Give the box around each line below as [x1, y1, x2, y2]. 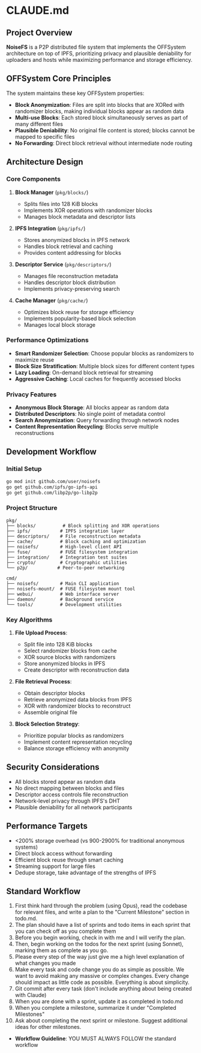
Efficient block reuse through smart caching [14, 856, 124, 863]
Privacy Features [6, 390, 57, 398]
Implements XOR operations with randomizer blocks [23, 207, 153, 214]
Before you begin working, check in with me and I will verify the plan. [14, 934, 186, 941]
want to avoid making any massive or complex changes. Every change [14, 973, 189, 980]
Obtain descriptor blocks [23, 690, 85, 697]
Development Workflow [6, 447, 97, 457]
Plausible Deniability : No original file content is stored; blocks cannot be [14, 127, 195, 134]
